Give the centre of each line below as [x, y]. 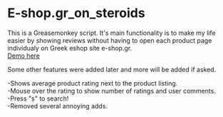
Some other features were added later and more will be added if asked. [112, 69]
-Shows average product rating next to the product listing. [93, 83]
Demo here [24, 56]
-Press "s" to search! [38, 98]
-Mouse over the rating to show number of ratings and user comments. [111, 91]
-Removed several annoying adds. [58, 106]
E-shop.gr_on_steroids [76, 13]
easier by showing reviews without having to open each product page [110, 40]
